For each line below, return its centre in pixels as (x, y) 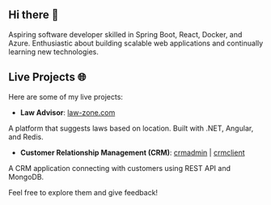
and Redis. (26, 137)
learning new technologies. (53, 51)
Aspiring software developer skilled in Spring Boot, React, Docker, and (125, 34)
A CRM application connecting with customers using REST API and (119, 168)
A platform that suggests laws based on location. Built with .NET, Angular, (131, 128)
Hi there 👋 (34, 15)
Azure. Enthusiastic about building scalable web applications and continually (136, 43)
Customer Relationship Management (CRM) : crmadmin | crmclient (132, 152)
